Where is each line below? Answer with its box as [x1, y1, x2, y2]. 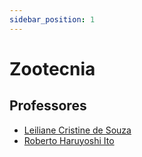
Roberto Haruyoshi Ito [23, 134, 115, 146]
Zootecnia [9, 57, 96, 80]
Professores [9, 97, 87, 115]
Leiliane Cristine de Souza [23, 124, 132, 136]
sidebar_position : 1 [9, 14, 96, 25]
